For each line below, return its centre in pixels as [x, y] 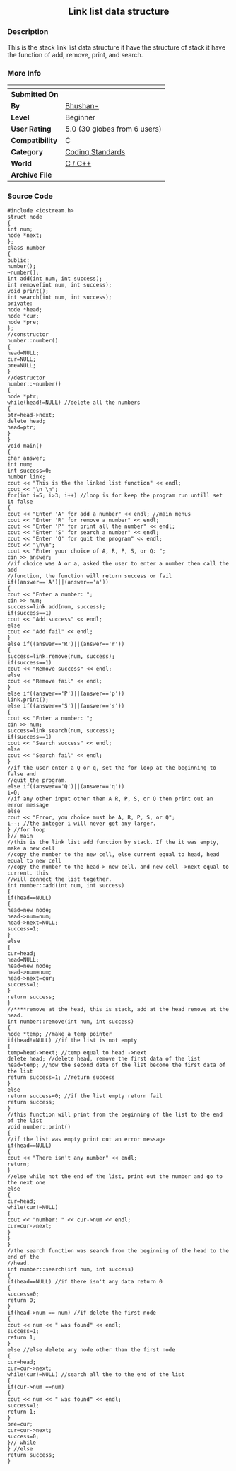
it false [20, 502]
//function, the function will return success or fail [90, 576]
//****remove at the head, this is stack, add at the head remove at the [118, 1010]
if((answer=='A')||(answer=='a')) [58, 582]
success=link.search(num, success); [61, 731]
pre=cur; [20, 1424]
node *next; [25, 236]
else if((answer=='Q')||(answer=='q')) [66, 787]
